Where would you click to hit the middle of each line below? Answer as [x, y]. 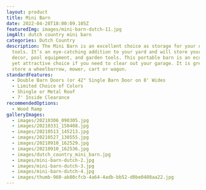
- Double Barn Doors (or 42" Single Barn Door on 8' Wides [89, 80]
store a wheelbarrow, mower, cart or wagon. [70, 69]
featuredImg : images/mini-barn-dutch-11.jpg [64, 29]
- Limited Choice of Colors [48, 86]
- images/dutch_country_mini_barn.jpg [62, 154]
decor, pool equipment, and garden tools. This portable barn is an [101, 58]
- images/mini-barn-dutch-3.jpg [53, 166]
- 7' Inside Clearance [41, 97]
